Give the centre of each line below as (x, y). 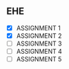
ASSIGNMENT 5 (39, 59)
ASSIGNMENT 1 (38, 28)
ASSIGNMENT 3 (39, 43)
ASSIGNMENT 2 (39, 36)
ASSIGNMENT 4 (39, 51)
